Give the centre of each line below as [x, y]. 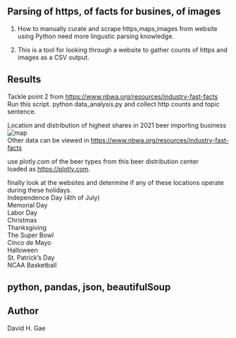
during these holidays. [39, 190]
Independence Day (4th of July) [54, 198]
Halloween [23, 250]
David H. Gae [26, 328]
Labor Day [22, 212]
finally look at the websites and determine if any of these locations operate [116, 182]
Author [23, 311]
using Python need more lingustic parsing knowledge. [96, 36]
